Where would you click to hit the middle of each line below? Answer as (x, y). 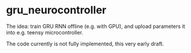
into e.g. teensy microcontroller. (45, 32)
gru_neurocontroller (56, 10)
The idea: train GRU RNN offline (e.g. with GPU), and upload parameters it (96, 26)
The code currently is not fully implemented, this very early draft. (85, 44)
